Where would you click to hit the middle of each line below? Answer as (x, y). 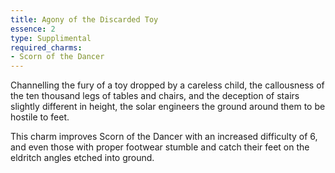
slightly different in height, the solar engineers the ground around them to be (168, 107)
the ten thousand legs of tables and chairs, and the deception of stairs (155, 96)
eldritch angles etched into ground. (82, 158)
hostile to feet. (40, 117)
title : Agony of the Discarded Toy (84, 19)
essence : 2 (33, 29)
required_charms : (46, 47)
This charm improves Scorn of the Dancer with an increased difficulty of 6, (164, 137)
